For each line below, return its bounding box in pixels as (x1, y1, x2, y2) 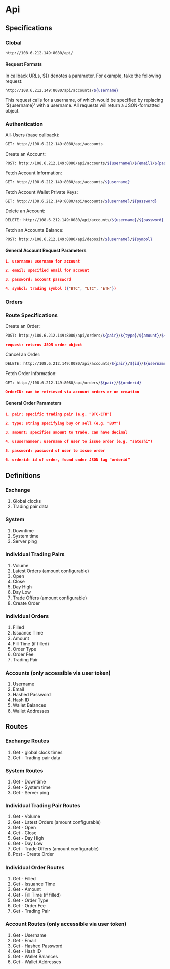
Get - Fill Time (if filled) (12, 891, 61, 898)
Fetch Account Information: (5, 170, 62, 176)
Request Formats (5, 61, 42, 67)
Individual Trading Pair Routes (5, 802, 81, 809)
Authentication (5, 120, 43, 127)
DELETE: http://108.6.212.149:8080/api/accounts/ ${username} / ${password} (5, 217, 164, 222)
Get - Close (12, 830, 37, 836)
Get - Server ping (12, 789, 49, 795)
